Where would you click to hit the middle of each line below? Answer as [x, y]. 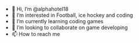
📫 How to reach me [36, 34]
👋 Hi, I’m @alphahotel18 [40, 9]
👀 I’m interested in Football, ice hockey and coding [72, 15]
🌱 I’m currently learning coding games [58, 21]
